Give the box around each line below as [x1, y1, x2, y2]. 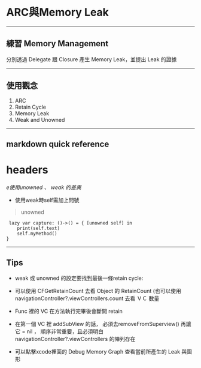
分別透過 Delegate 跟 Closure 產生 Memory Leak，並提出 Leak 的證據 [6, 55, 177, 63]
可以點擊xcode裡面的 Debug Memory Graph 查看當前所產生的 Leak [14, 348, 181, 355]
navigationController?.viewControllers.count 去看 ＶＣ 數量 [14, 295, 160, 302]
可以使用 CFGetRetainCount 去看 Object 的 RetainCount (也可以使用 [14, 287, 181, 294]
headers [6, 163, 49, 177]
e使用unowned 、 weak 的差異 [6, 184, 82, 191]
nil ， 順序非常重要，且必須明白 [26, 328, 103, 335]
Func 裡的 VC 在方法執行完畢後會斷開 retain [14, 307, 123, 315]
